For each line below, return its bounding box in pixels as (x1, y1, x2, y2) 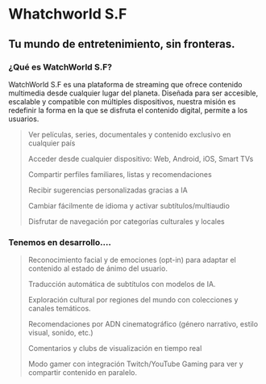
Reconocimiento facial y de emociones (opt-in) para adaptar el (27, 255, 236, 265)
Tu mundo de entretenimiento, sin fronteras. (8, 37, 235, 51)
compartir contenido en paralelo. (27, 368, 137, 378)
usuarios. (8, 114, 39, 124)
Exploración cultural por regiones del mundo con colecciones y (27, 295, 239, 305)
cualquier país (27, 138, 76, 148)
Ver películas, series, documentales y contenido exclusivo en (27, 129, 231, 139)
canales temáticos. (27, 304, 91, 314)
